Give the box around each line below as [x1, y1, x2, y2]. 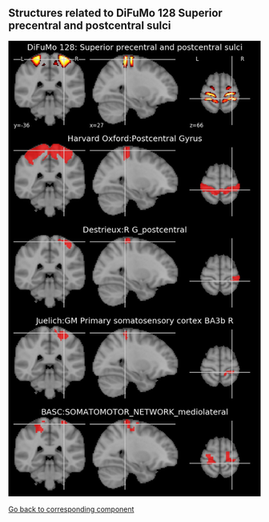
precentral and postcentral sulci [8, 19, 171, 33]
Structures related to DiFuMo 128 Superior [8, 6, 223, 20]
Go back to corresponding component [8, 504, 134, 514]
